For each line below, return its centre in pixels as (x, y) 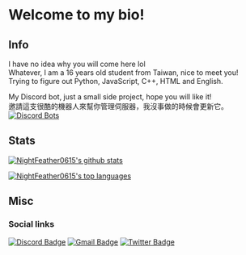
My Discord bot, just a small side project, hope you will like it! (110, 97)
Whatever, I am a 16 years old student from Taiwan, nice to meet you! (123, 73)
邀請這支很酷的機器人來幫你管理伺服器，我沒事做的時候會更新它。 (118, 106)
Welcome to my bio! (76, 15)
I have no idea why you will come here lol (77, 64)
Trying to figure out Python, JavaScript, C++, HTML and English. (116, 81)
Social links (32, 224)
